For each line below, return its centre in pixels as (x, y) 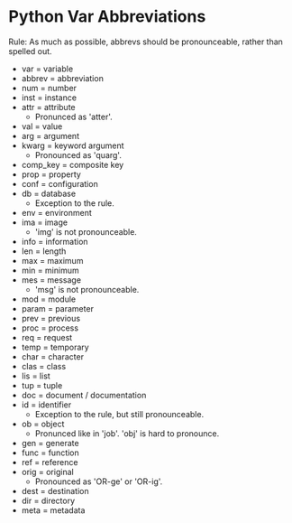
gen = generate (50, 443)
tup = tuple (42, 385)
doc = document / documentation (84, 395)
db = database (49, 193)
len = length (44, 251)
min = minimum (50, 270)
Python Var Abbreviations (107, 17)
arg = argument (50, 135)
